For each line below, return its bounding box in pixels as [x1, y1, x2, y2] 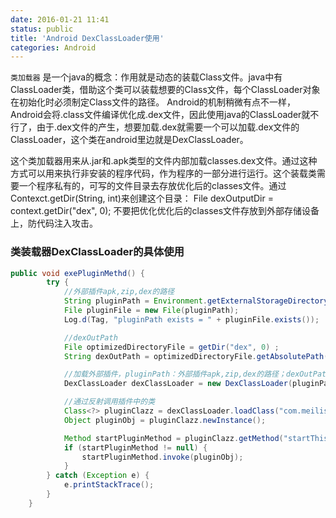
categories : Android [10, 42, 97, 53]
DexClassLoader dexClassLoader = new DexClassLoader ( [63, 379, 293, 389]
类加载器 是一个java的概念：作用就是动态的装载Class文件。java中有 [10, 71, 283, 83]
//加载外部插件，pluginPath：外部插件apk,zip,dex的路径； [63, 369, 287, 380]
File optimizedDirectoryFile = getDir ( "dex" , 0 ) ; [63, 342, 280, 352]
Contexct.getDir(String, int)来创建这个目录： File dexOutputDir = [10, 192, 274, 205]
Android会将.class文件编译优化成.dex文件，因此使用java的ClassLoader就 [10, 109, 311, 121]
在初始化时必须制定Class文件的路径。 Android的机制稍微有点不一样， [10, 96, 297, 108]
